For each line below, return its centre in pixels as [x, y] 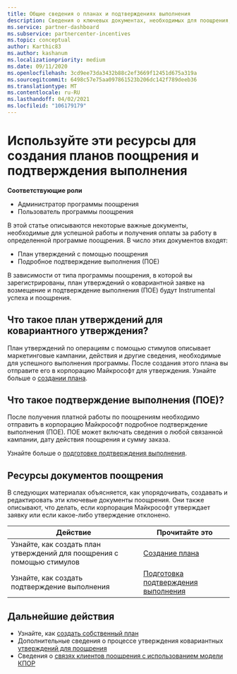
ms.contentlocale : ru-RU [44, 93]
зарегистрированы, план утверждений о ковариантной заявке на [106, 283]
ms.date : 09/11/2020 [38, 66]
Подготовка [164, 574]
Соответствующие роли [45, 190]
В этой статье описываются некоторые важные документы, [98, 225]
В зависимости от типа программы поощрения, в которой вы [100, 275]
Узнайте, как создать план [56, 545]
